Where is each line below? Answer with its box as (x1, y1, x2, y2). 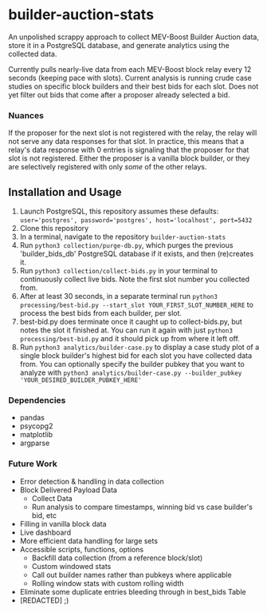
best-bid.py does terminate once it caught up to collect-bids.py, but (19, 317, 243, 327)
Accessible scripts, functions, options (19, 544, 144, 554)
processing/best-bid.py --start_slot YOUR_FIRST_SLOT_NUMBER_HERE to (19, 300, 253, 309)
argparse (19, 438, 50, 448)
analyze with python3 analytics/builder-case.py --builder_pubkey (19, 368, 242, 377)
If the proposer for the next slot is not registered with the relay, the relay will (8, 128, 257, 137)
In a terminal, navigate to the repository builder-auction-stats (19, 232, 226, 241)
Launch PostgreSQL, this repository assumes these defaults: (19, 206, 219, 217)
